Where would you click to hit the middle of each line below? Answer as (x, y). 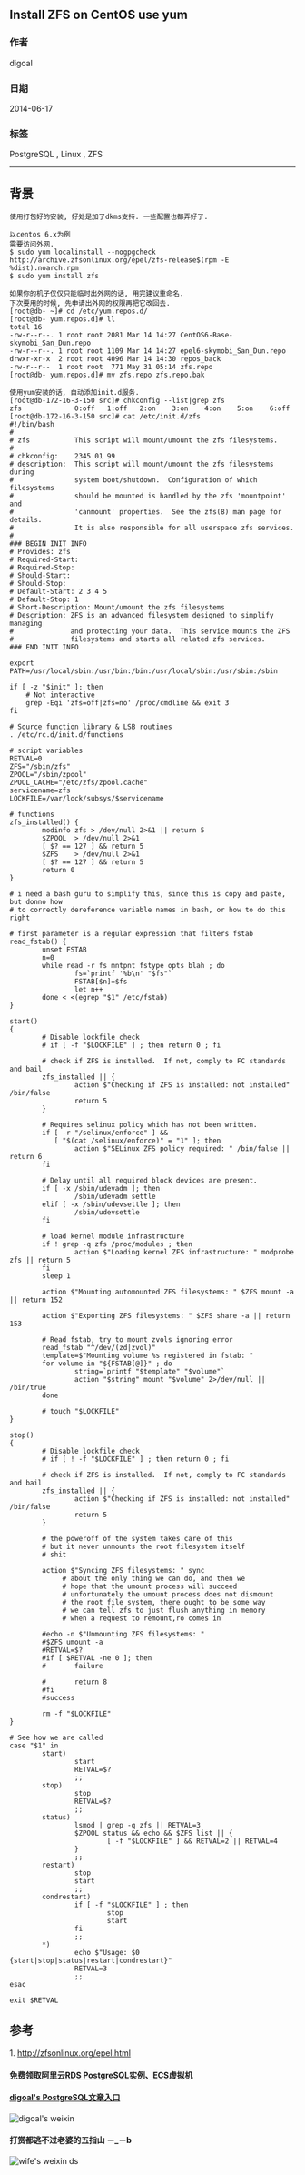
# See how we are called (56, 1738)
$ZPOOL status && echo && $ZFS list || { (153, 1833)
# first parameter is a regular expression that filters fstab (132, 934)
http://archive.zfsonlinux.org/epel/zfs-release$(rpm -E (119, 260)
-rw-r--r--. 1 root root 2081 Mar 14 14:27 (93, 336)
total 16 (26, 327)
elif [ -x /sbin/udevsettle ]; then (111, 1204)
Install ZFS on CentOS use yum (98, 15)
